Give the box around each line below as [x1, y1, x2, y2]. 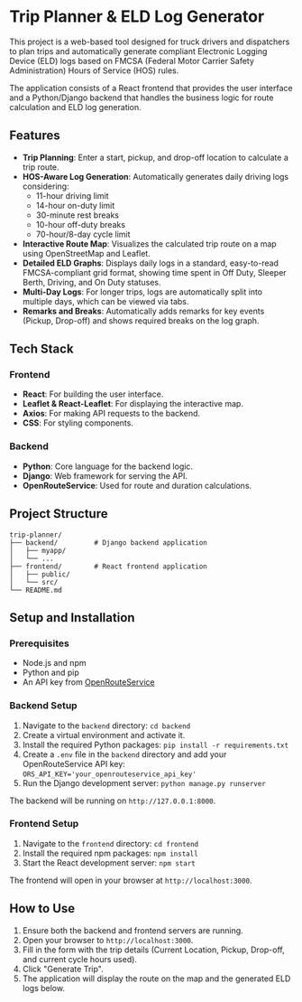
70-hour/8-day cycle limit [35, 229, 131, 239]
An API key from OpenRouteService [22, 677, 155, 688]
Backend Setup [9, 699, 78, 712]
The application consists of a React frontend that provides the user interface [9, 82, 293, 93]
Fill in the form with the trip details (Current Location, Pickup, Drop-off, [22, 944, 286, 955]
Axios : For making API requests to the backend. [22, 408, 201, 419]
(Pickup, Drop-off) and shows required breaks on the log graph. [22, 314, 260, 326]
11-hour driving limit [35, 190, 110, 201]
